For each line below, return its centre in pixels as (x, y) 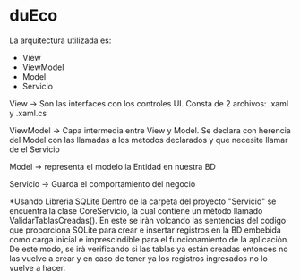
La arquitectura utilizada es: (60, 40)
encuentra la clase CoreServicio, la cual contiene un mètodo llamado (136, 210)
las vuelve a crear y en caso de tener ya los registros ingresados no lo (139, 258)
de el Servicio (34, 149)
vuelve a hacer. (37, 267)
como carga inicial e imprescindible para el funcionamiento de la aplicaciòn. (149, 239)
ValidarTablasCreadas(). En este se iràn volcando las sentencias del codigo (148, 220)
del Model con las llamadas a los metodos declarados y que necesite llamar (149, 140)
